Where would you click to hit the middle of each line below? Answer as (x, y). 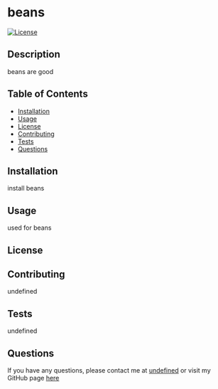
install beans (26, 188)
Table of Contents (48, 94)
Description (34, 54)
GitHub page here (33, 378)
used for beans (29, 228)
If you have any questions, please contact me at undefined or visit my (109, 371)
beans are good (31, 71)
